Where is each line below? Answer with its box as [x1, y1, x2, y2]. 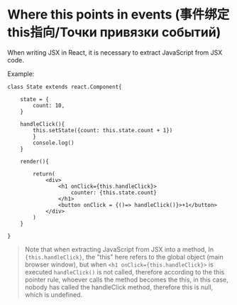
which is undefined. [24, 290, 83, 299]
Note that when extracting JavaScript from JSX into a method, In [24, 245, 214, 253]
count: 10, [33, 102, 65, 109]
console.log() [33, 139, 75, 146]
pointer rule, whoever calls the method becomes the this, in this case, [24, 275, 228, 284]
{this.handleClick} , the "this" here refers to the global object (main [24, 252, 224, 261]
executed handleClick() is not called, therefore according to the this [24, 267, 225, 276]
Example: [7, 69, 35, 78]
